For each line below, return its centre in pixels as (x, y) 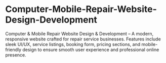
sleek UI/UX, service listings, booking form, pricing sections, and (73, 44)
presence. (16, 55)
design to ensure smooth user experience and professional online (91, 49)
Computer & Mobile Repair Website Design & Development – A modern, (79, 33)
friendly (13, 49)
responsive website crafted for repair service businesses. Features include (83, 39)
